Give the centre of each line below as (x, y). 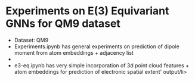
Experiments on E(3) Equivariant (87, 11)
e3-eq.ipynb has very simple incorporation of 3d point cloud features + (101, 65)
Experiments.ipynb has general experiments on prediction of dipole (97, 46)
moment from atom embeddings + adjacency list (74, 52)
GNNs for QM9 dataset (63, 24)
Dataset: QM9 (31, 40)
